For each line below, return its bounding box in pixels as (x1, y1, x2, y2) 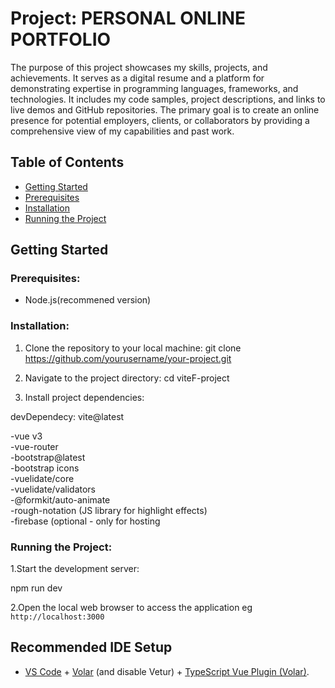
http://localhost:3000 (10, 612, 105, 622)
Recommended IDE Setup (10, 639, 173, 656)
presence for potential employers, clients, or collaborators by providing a (10, 114, 310, 126)
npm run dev (10, 582, 63, 594)
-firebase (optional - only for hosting (10, 515, 161, 527)
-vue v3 (10, 430, 43, 442)
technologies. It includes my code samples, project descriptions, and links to (10, 93, 326, 105)
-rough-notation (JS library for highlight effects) (10, 504, 208, 516)
